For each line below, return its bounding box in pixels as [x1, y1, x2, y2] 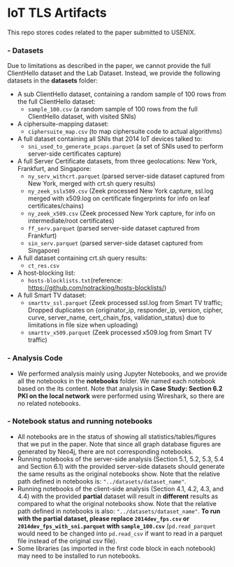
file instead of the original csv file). [17, 536, 117, 545]
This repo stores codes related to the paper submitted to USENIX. [7, 28, 196, 36]
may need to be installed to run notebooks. [17, 552, 141, 560]
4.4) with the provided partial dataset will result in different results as [17, 492, 219, 500]
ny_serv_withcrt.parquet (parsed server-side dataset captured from [27, 172, 225, 180]
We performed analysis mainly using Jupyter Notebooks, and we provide [17, 369, 228, 378]
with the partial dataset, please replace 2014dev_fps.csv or [17, 514, 190, 523]
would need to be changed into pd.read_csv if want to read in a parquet [17, 529, 223, 538]
